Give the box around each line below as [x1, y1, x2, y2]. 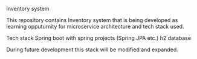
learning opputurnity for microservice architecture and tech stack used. [6, 23, 184, 30]
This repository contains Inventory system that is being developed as [6, 17, 178, 23]
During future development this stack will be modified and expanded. [6, 46, 178, 53]
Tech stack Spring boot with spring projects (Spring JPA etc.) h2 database [6, 35, 192, 41]
